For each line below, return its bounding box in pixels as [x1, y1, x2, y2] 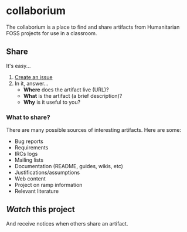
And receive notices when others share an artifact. [6, 220, 128, 227]
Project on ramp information [14, 182, 83, 189]
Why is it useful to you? [23, 98, 81, 105]
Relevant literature [14, 187, 59, 195]
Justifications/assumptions [14, 169, 80, 176]
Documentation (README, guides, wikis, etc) [14, 163, 123, 170]
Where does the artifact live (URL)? [23, 86, 110, 93]
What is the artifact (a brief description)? [23, 92, 123, 99]
